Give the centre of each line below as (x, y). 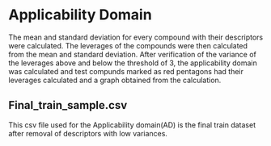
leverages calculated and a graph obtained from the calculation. (115, 80)
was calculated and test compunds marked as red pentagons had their (126, 71)
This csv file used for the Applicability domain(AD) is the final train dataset (132, 125)
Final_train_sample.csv (68, 105)
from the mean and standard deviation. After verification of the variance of (132, 54)
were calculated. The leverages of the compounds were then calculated (128, 45)
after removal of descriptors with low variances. (88, 133)
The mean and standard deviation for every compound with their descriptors (136, 37)
